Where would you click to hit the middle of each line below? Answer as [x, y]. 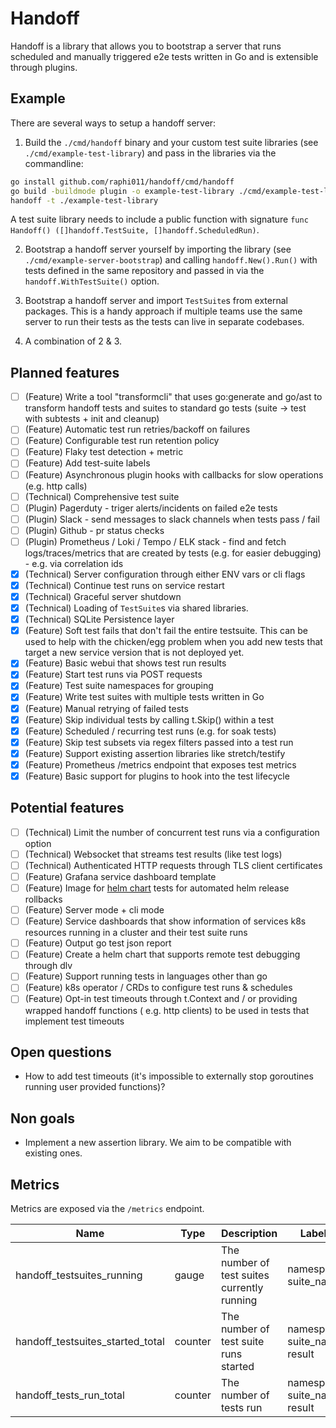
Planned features [65, 372]
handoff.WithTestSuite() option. [92, 281]
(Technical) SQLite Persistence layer [99, 619]
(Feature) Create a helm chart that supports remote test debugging [162, 954]
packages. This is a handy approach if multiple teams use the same [163, 311]
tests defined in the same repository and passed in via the [144, 271]
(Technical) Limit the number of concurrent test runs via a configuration [172, 832]
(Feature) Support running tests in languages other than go [146, 976]
